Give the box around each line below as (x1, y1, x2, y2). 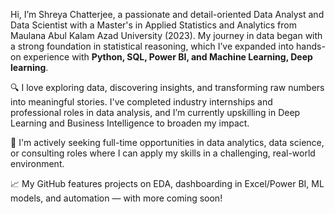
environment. (10, 158, 65, 169)
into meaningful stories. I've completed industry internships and (10, 96, 273, 108)
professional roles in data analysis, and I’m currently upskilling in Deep (10, 107, 301, 118)
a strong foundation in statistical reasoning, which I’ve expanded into (10, 40, 295, 52)
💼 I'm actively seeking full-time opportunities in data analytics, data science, (10, 137, 325, 148)
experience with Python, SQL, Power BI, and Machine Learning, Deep (23, 51, 313, 63)
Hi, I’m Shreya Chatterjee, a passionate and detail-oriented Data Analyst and (10, 9, 325, 20)
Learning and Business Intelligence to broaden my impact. (10, 117, 250, 129)
